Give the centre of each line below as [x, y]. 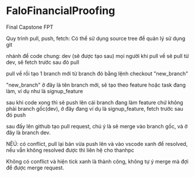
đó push [16, 115]
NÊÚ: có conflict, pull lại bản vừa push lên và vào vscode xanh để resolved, [97, 144]
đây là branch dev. [28, 132]
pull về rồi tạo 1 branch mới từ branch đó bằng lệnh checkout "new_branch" [97, 73]
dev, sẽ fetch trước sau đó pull [43, 62]
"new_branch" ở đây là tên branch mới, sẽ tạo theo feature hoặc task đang [96, 85]
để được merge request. [35, 168]
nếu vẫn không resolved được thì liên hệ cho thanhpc [70, 150]
